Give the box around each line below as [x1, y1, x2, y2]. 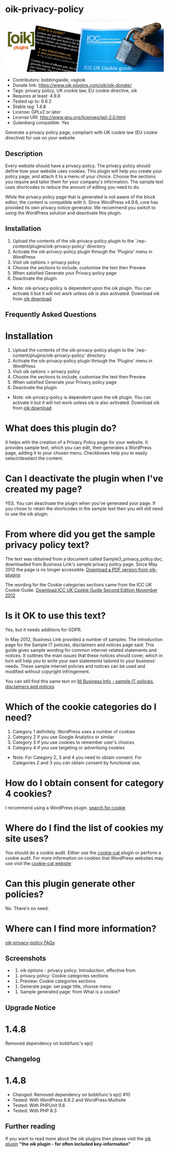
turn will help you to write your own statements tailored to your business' [5, 658, 156, 664]
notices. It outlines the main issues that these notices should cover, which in [5, 652, 163, 658]
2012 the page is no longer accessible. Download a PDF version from [5, 566, 148, 572]
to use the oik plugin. [5, 511, 49, 517]
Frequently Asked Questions [5, 311, 97, 319]
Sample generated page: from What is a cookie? [20, 989, 120, 995]
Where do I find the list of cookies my [5, 822, 164, 833]
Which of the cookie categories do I [5, 701, 157, 713]
